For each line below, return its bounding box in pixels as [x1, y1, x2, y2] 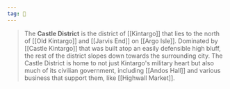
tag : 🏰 [7, 10, 26, 17]
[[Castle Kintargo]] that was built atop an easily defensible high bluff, [24, 44, 221, 52]
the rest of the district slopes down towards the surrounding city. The [24, 51, 223, 60]
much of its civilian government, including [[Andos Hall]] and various [24, 66, 221, 74]
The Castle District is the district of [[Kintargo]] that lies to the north [24, 29, 220, 38]
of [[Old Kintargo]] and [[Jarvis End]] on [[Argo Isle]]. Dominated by [24, 36, 218, 45]
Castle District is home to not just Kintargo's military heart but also [24, 58, 214, 67]
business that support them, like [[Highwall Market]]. [24, 74, 175, 82]
